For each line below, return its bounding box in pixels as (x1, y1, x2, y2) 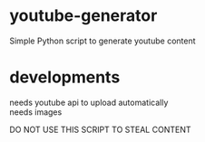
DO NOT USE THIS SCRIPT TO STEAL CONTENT (9, 124, 191, 135)
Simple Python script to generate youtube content (9, 35, 197, 46)
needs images (9, 106, 63, 118)
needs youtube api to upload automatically (9, 97, 169, 108)
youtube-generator (9, 5, 158, 26)
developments (9, 67, 121, 88)
